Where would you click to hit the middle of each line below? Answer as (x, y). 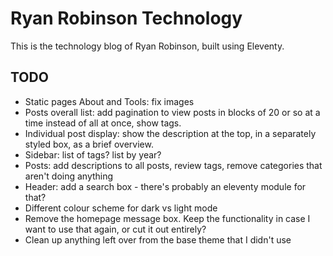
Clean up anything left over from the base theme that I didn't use (158, 239)
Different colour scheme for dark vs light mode (121, 208)
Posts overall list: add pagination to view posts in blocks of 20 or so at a (172, 112)
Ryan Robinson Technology (126, 18)
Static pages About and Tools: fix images (109, 101)
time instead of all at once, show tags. (103, 123)
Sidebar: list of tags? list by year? (93, 154)
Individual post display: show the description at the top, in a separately (170, 133)
